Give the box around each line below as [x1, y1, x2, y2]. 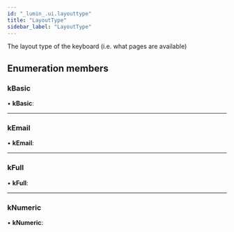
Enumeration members [7, 62, 109, 74]
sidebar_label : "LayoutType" [7, 23, 92, 30]
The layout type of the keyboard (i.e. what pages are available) [7, 42, 187, 51]
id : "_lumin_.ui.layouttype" [7, 10, 92, 17]
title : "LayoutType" [7, 17, 68, 24]
